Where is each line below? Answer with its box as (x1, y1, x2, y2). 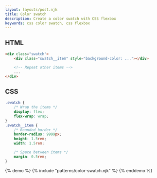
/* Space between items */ (14, 150, 69, 155)
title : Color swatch (5, 12, 47, 17)
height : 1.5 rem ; (14, 137, 47, 142)
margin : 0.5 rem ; (14, 154, 47, 159)
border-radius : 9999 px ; (14, 132, 62, 137)
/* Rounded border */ (14, 127, 57, 132)
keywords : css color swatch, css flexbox (5, 20, 90, 26)
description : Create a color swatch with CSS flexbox (5, 16, 117, 21)
